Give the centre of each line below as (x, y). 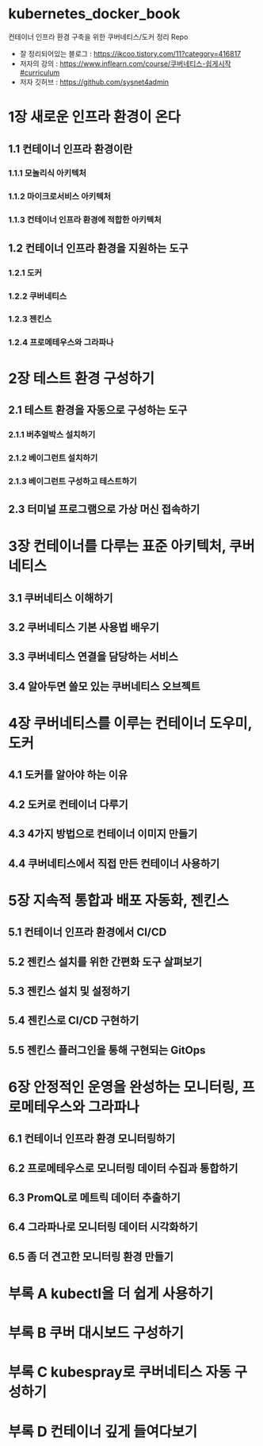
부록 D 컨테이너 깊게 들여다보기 (103, 1431)
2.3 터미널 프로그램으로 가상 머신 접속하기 (104, 509)
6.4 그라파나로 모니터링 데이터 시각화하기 (103, 1227)
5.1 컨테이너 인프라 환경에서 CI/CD (88, 933)
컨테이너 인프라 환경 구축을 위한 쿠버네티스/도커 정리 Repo (98, 37)
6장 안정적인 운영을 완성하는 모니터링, (124, 1087)
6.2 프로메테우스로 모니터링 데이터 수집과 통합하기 (123, 1168)
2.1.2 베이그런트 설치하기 (53, 457)
